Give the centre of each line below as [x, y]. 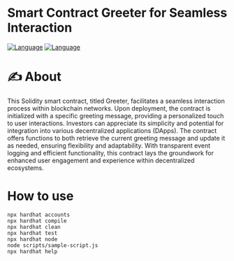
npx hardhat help [32, 251]
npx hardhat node [32, 239]
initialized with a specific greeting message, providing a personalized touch [116, 115]
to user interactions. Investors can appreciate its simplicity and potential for [116, 123]
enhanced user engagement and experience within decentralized [101, 160]
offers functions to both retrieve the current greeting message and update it [116, 138]
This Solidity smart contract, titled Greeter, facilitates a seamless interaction [116, 101]
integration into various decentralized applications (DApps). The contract [112, 130]
